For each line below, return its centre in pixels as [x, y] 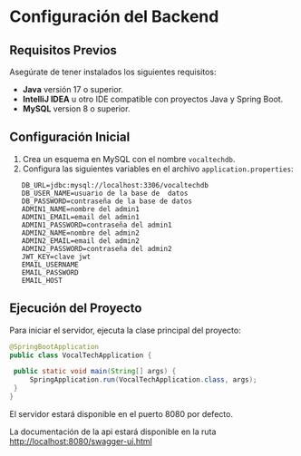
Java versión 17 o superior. [73, 89]
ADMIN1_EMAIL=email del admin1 [81, 217]
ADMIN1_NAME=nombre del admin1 [81, 209]
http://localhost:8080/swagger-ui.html [81, 441]
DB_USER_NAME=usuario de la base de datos [105, 193]
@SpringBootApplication [54, 346]
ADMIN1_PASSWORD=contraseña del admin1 [97, 225]
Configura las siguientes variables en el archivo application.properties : [158, 169]
